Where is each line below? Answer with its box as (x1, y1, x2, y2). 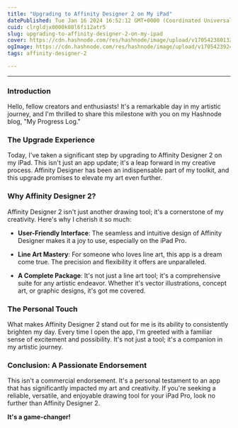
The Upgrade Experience (7, 135, 96, 145)
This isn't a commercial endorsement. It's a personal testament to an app (7, 376, 221, 385)
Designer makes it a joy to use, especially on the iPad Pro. (17, 236, 187, 244)
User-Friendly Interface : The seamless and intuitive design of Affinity (17, 228, 222, 237)
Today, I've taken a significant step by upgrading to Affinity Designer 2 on (7, 151, 222, 159)
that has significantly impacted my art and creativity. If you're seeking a (7, 384, 216, 393)
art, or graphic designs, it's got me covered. (17, 286, 146, 295)
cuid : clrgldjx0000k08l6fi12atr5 (7, 23, 106, 30)
